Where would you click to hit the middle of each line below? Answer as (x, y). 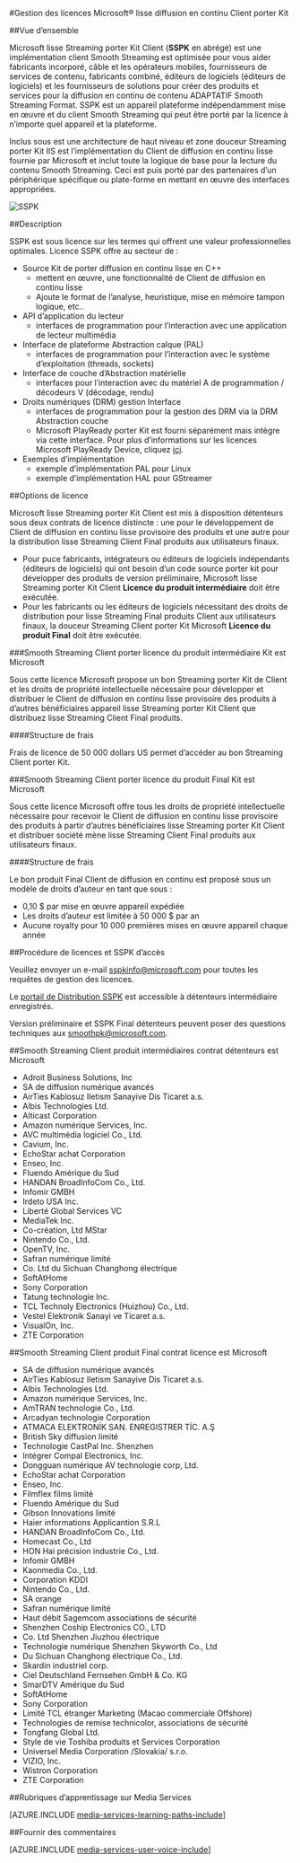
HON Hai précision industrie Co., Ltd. (90, 1551)
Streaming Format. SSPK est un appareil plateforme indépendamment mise (148, 105)
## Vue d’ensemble (44, 30)
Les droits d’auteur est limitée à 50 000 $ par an (111, 916)
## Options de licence (49, 496)
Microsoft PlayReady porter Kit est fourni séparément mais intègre (158, 431)
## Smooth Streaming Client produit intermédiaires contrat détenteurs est (144, 1050)
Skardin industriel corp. (65, 1665)
